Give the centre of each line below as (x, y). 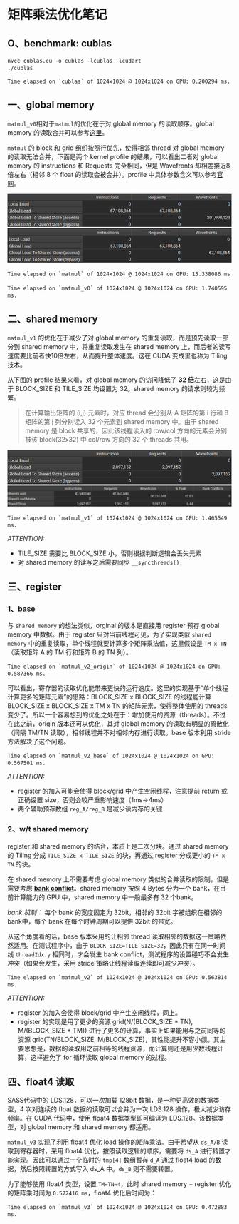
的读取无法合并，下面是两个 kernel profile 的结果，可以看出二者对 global (113, 156)
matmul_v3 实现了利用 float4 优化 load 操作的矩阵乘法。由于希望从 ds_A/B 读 (118, 1142)
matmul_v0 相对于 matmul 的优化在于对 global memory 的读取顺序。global (111, 123)
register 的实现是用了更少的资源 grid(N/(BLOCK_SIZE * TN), (105, 1021)
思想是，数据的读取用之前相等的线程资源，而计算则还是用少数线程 (121, 1048)
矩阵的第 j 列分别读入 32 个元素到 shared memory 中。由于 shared (122, 421)
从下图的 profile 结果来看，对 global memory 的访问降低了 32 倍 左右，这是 (116, 380)
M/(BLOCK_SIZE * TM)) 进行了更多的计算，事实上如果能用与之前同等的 (122, 1030)
